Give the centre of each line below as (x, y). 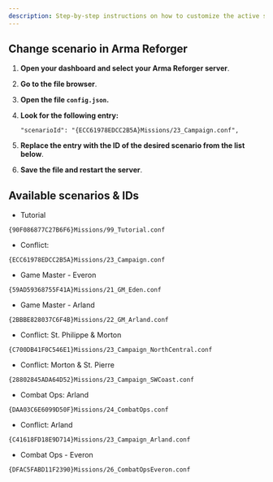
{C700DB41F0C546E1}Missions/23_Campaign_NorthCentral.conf (110, 350)
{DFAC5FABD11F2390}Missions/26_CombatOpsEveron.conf (100, 470)
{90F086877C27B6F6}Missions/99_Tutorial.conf (87, 230)
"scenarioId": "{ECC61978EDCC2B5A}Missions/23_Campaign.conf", (130, 131)
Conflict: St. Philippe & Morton (71, 335)
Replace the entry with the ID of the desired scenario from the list (132, 145)
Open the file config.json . (65, 100)
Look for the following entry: (69, 115)
